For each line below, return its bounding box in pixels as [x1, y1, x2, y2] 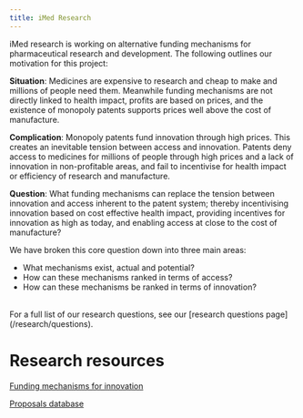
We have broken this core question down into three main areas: [9, 244, 247, 255]
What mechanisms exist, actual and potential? [22, 261, 196, 273]
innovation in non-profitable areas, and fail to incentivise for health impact [9, 160, 287, 171]
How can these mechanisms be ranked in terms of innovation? [22, 281, 258, 292]
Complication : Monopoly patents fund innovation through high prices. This [9, 131, 291, 142]
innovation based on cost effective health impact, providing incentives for [9, 207, 286, 219]
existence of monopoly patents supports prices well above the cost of [9, 104, 272, 115]
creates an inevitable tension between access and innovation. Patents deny [9, 141, 292, 152]
